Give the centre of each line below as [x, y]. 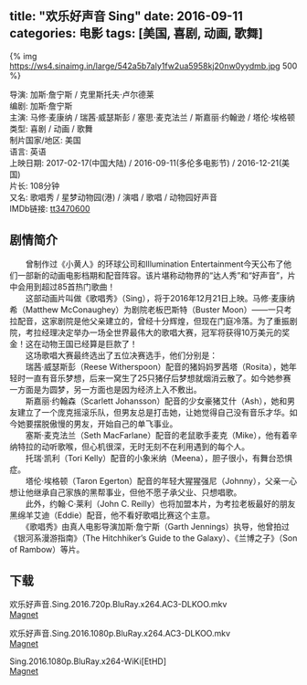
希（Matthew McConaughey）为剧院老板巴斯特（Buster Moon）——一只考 [151, 310]
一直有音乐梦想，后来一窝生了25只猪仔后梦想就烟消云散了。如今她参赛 [158, 378]
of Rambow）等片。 [47, 549]
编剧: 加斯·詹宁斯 [41, 105]
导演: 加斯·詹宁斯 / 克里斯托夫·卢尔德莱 [82, 94]
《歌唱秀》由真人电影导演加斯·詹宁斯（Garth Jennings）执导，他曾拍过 [157, 526]
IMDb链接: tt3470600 [50, 208]
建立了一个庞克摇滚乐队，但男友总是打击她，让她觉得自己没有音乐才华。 [153, 412]
